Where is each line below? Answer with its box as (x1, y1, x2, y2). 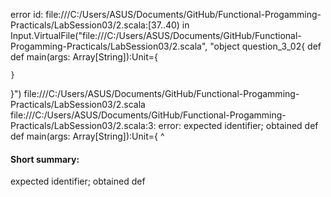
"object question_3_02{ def (209, 40, 322, 52)
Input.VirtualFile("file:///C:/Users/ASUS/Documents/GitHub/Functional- (10, 30, 302, 41)
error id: (10, 9, 44, 20)
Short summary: (10, 153, 80, 165)
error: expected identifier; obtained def (158, 120, 319, 131)
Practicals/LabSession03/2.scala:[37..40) (10, 19, 180, 31)
